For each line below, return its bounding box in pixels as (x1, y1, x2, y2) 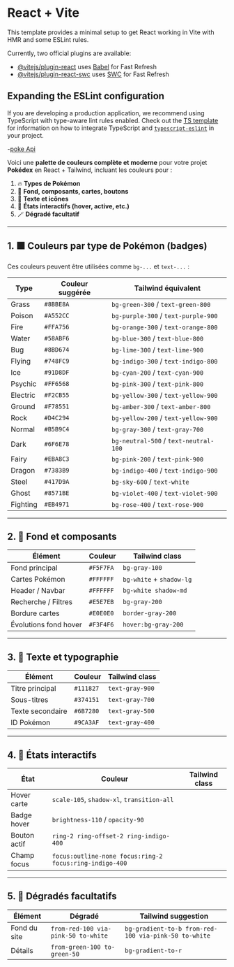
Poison (10, 310, 33, 320)
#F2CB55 (44, 391, 70, 399)
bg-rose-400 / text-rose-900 (111, 499, 204, 509)
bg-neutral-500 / (111, 436, 166, 445)
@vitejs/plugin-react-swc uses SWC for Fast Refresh (17, 70, 169, 78)
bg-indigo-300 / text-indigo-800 (111, 356, 218, 366)
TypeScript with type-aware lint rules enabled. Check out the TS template (7, 116, 219, 124)
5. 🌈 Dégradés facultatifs (7, 890, 117, 903)
